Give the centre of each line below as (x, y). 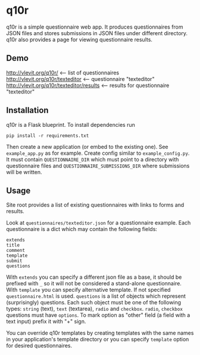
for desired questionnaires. (39, 345)
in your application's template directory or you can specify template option (98, 340)
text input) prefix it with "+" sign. (46, 322)
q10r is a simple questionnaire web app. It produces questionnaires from (95, 27)
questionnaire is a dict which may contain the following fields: (82, 229)
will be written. (24, 172)
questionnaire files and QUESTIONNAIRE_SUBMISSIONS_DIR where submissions (98, 166)
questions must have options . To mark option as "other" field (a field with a (98, 315)
